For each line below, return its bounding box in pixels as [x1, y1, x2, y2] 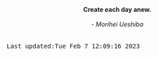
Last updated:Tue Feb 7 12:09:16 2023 [6, 42, 140, 50]
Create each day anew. [83, 6, 152, 13]
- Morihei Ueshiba [91, 20, 144, 28]
